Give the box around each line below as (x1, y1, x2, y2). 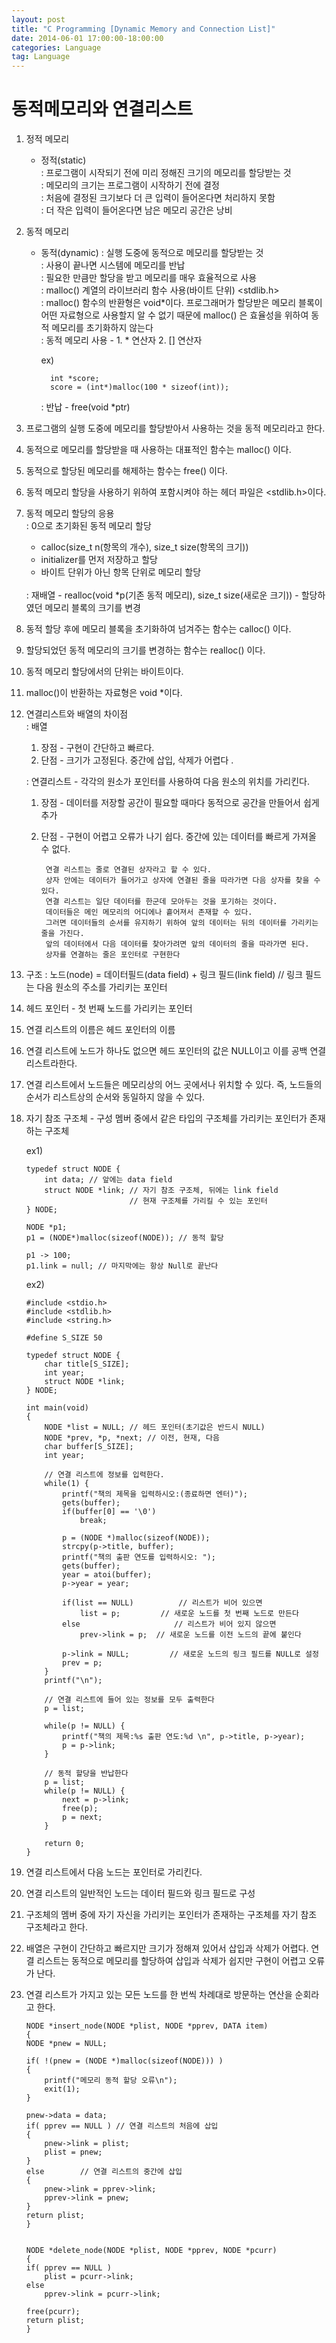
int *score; (49, 374, 100, 384)
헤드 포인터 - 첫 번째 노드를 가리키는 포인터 (25, 1002, 193, 1015)
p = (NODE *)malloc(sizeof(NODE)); (62, 1533, 211, 1543)
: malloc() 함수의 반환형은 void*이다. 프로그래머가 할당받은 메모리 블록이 (40, 297, 323, 309)
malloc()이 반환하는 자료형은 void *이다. (25, 687, 183, 699)
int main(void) (25, 1403, 90, 1413)
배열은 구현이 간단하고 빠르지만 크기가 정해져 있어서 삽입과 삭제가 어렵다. (25, 1942, 309, 1955)
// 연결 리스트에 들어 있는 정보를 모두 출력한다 (44, 1695, 215, 1705)
